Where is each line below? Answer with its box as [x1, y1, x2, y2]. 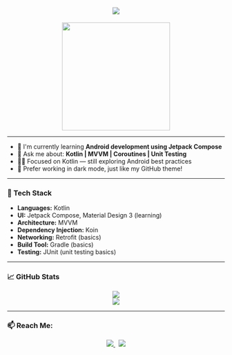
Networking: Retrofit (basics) [17, 233, 101, 242]
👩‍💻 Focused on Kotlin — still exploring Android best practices [17, 157, 192, 165]
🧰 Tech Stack [7, 188, 52, 198]
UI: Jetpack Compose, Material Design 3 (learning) [17, 211, 162, 220]
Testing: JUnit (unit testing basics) [17, 248, 117, 256]
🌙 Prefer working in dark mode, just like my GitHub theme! [17, 164, 183, 173]
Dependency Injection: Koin [17, 226, 99, 234]
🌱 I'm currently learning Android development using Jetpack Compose [17, 142, 222, 151]
